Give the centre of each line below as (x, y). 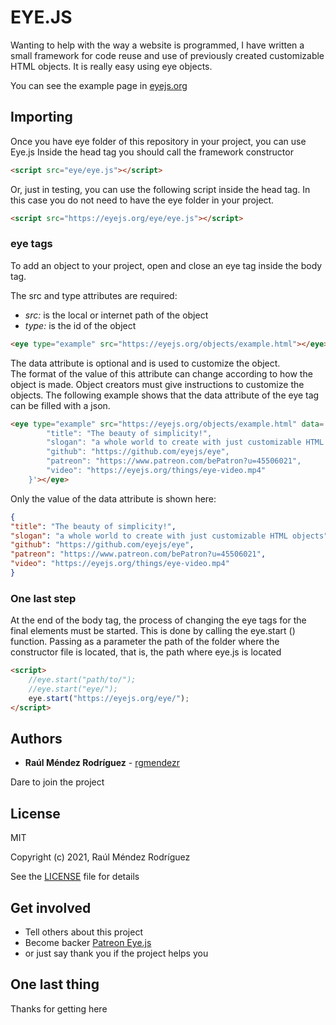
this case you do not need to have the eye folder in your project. (142, 200)
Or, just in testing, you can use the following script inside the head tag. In (160, 189)
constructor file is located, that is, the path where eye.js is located (146, 652)
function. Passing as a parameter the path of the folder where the (145, 642)
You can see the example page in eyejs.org (99, 85)
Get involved (51, 907)
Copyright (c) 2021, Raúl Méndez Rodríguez (100, 857)
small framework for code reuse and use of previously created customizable (167, 55)
